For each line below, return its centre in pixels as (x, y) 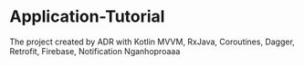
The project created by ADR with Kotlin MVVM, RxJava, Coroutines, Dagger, (152, 42)
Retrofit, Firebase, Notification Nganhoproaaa (95, 51)
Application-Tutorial (87, 17)
